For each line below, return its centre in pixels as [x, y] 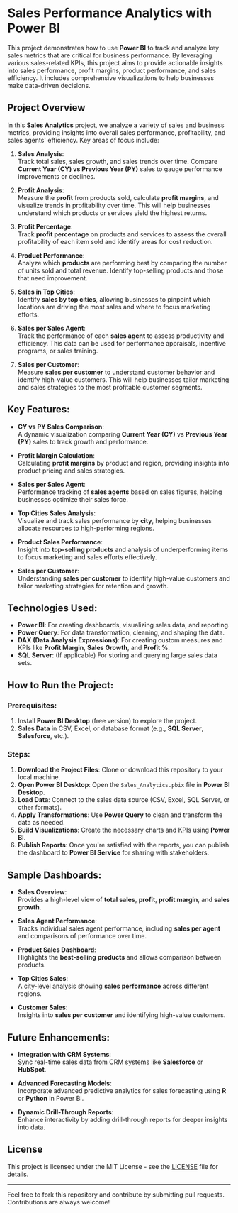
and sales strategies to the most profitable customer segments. [110, 387]
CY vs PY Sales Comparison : [61, 427]
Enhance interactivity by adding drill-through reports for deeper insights [123, 1119]
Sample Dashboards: [55, 875]
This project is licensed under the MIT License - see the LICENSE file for [113, 1166]
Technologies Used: [52, 608]
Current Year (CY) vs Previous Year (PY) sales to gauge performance [120, 169]
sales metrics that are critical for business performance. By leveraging [110, 55]
